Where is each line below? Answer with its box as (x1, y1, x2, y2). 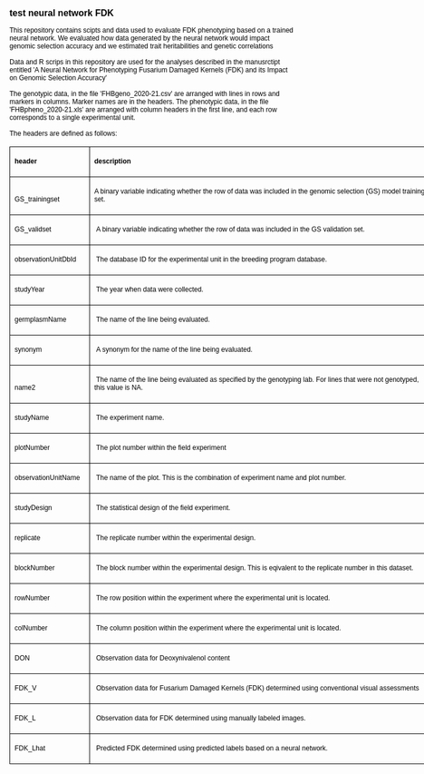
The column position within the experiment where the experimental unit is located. (96, 623, 342, 632)
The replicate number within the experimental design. (96, 534, 256, 543)
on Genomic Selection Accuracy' (9, 73, 107, 83)
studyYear (14, 285, 45, 294)
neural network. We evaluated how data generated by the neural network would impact (9, 34, 270, 43)
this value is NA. (93, 383, 143, 392)
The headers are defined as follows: (9, 129, 118, 138)
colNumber (14, 623, 48, 632)
